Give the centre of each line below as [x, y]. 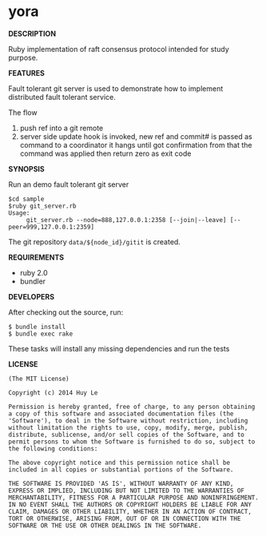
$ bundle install [37, 327]
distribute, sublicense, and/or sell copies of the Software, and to [127, 435]
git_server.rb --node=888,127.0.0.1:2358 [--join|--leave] [126, 220]
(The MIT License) [39, 379]
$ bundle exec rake [41, 334]
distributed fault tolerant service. [62, 97]
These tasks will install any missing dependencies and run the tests [119, 348]
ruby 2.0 [34, 272]
